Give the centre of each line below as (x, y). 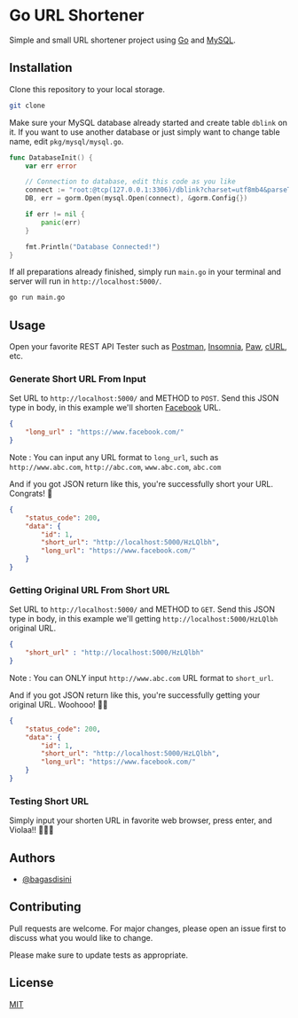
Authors (32, 858)
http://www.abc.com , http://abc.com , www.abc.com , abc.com (115, 466)
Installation (41, 68)
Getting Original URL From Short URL (90, 590)
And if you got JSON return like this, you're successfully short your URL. (141, 483)
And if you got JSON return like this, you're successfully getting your (135, 695)
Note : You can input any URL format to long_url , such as (114, 457)
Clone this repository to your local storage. (87, 89)
